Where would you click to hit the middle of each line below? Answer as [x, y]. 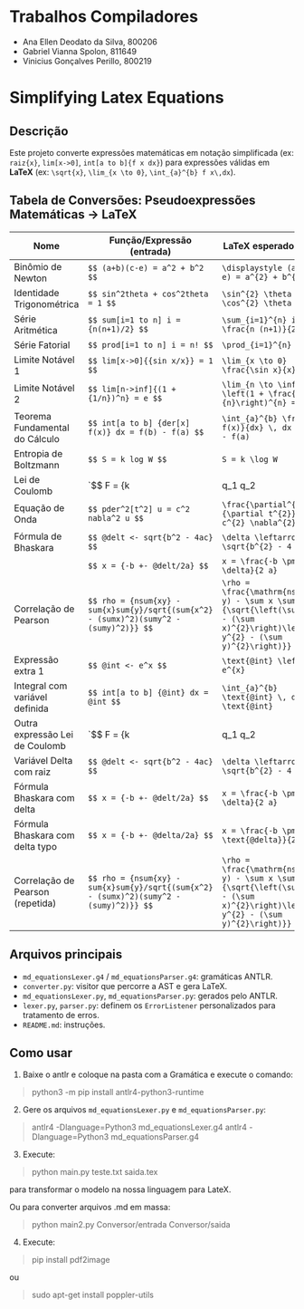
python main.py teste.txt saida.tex [95, 1172]
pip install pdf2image [71, 1260]
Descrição [39, 131]
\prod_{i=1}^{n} [256, 345]
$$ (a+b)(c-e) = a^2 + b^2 [146, 268]
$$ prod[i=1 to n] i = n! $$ [150, 345]
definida [32, 708]
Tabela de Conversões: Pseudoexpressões [133, 201]
